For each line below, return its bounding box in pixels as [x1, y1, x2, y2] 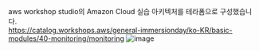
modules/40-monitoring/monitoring [8, 34, 125, 43]
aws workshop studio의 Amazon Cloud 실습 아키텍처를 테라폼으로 [8, 7, 218, 16]
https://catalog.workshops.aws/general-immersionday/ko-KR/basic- [8, 26, 233, 35]
